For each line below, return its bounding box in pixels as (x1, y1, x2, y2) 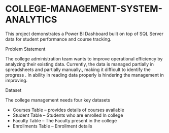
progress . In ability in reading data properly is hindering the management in (5, 72, 164, 78)
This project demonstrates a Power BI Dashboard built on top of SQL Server (5, 30, 164, 37)
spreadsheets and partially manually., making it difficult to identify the (5, 66, 151, 73)
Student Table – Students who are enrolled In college (12, 112, 123, 118)
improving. (5, 77, 28, 83)
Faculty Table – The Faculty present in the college (12, 117, 117, 123)
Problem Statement (5, 46, 46, 52)
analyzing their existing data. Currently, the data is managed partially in (5, 61, 154, 67)
